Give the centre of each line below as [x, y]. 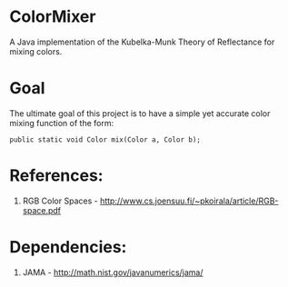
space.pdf [42, 210]
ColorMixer [53, 17]
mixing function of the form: [62, 123]
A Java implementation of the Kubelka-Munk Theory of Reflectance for [142, 42]
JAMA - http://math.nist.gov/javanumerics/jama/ [113, 272]
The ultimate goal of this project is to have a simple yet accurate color [140, 113]
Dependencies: [68, 247]
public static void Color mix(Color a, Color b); [105, 139]
